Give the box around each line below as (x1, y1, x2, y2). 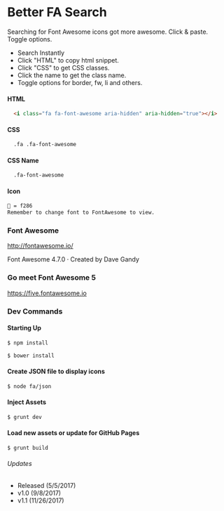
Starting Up (7, 324, 42, 332)
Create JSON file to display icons (7, 367, 105, 376)
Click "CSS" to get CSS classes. (17, 63, 110, 72)
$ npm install (7, 339, 49, 347)
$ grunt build (7, 444, 49, 451)
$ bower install (7, 352, 55, 359)
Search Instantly (17, 48, 65, 57)
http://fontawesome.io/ (7, 242, 73, 250)
